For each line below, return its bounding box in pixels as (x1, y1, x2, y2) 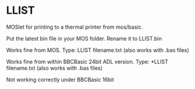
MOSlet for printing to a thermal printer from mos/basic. (6, 23, 143, 30)
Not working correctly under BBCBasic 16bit (6, 76, 114, 83)
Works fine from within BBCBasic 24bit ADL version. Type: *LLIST (6, 58, 169, 65)
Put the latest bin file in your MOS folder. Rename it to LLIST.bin (6, 35, 162, 42)
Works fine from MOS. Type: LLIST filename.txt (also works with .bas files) (6, 46, 190, 54)
